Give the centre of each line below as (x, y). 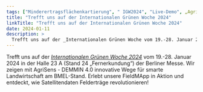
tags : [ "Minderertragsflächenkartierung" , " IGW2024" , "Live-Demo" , (94, 12)
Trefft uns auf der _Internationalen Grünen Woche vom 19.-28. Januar (102, 40)
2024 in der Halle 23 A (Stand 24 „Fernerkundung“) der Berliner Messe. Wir (101, 63)
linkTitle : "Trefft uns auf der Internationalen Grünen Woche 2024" (94, 23)
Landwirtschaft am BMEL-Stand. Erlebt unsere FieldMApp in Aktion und (95, 76)
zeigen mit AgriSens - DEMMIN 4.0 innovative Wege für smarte (85, 69)
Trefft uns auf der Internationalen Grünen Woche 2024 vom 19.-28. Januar (99, 57)
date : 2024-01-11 (28, 29)
